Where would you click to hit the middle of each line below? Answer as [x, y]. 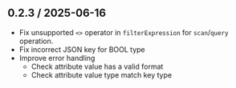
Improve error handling [57, 58]
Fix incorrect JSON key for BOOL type [82, 49]
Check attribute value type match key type [102, 74]
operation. [36, 41]
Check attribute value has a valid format [97, 66]
